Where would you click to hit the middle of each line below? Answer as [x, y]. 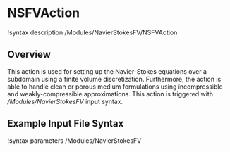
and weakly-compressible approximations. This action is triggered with [110, 94]
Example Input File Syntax [66, 123]
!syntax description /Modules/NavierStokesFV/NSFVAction [92, 32]
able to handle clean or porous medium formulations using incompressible [115, 87]
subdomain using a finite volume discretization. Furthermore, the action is [114, 79]
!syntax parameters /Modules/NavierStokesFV [74, 140]
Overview [29, 55]
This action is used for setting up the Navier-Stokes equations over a [107, 71]
